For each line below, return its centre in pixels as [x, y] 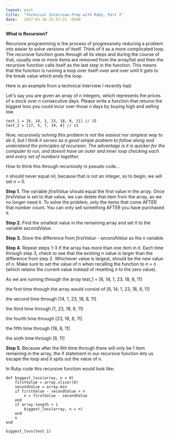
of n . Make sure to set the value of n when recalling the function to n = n [81, 264]
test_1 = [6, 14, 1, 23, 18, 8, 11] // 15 [51, 121]
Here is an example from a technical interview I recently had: [69, 86]
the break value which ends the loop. [44, 76]
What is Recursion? [27, 34]
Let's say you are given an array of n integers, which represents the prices [83, 96]
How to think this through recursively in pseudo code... [63, 166]
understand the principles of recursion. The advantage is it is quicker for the [85, 146]
